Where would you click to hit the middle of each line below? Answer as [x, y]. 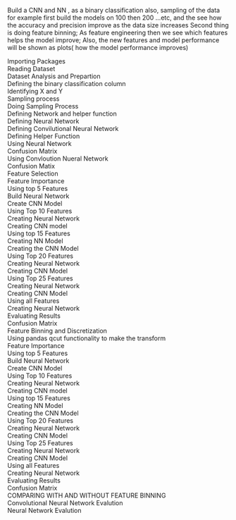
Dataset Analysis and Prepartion [54, 76]
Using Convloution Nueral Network [58, 159]
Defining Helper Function [44, 136]
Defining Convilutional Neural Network [63, 129]
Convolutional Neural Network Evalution [65, 503]
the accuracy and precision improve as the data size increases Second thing [118, 25]
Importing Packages [36, 61]
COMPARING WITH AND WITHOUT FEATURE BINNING [87, 495]
